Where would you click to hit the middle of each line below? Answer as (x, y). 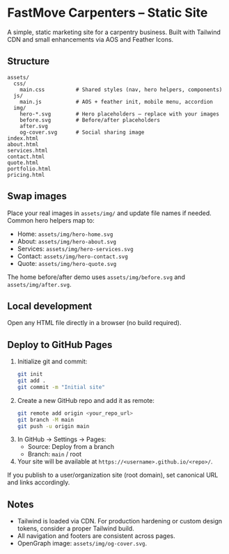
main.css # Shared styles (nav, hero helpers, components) (121, 89)
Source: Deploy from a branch (71, 447)
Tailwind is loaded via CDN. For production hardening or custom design (120, 521)
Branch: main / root (55, 454)
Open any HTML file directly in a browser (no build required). (94, 323)
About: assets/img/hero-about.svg (67, 241)
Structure (29, 62)
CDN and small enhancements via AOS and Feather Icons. (90, 39)
